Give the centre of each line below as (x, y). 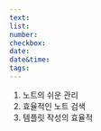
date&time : (30, 60)
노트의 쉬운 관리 (50, 95)
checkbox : (28, 43)
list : (19, 26)
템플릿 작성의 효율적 (57, 117)
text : (19, 18)
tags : (19, 69)
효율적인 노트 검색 (54, 106)
